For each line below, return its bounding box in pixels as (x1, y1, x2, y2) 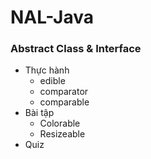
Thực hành (24, 64, 70, 76)
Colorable (39, 117, 81, 130)
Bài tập (24, 107, 55, 119)
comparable (39, 96, 90, 108)
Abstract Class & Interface (10, 42, 142, 56)
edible (39, 75, 66, 87)
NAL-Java (10, 6, 94, 29)
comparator (39, 86, 89, 98)
